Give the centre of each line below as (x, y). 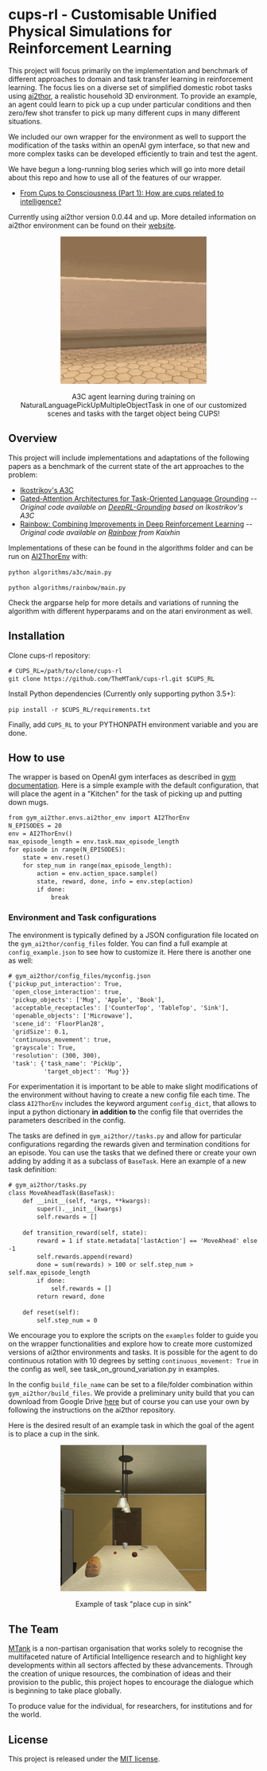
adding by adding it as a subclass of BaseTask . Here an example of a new (127, 1161)
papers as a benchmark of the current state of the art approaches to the (126, 466)
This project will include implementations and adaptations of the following (129, 457)
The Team (34, 1629)
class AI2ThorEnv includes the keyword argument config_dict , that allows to (132, 1103)
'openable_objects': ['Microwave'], (72, 1016)
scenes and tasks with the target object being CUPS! (133, 413)
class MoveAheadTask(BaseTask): (62, 1193)
